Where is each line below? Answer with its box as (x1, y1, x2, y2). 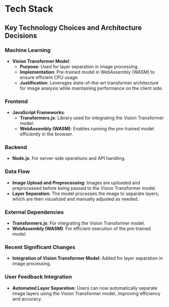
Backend (5, 144, 27, 151)
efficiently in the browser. (19, 131, 73, 137)
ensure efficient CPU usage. (19, 74, 79, 80)
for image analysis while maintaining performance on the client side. (19, 85, 163, 91)
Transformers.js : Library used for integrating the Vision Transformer (19, 115, 164, 121)
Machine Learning (5, 46, 51, 53)
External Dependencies (5, 208, 64, 215)
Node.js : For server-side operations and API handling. (12, 155, 126, 161)
